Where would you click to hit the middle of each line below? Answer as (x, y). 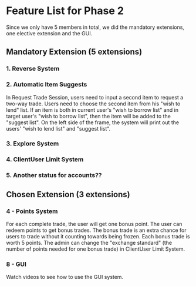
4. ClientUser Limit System (45, 159)
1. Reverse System (33, 69)
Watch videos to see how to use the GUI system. (65, 277)
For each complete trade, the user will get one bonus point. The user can (94, 224)
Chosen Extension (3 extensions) (68, 194)
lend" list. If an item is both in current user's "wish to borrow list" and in (92, 109)
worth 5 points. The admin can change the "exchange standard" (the (89, 243)
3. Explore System (33, 144)
